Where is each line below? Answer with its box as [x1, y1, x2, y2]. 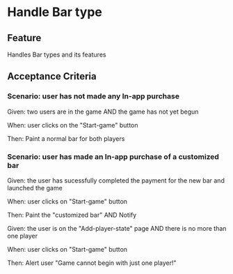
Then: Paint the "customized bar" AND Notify [7, 211, 137, 219]
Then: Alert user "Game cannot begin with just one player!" [7, 259, 177, 267]
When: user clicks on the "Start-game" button [7, 121, 138, 129]
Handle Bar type [7, 4, 103, 20]
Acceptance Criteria [7, 70, 97, 82]
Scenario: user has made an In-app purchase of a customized [7, 151, 219, 161]
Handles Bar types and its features [7, 50, 106, 59]
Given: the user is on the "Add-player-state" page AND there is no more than [7, 224, 227, 232]
